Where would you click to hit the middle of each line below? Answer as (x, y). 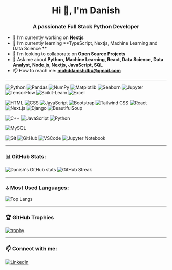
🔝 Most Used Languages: (37, 188)
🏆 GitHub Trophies (30, 217)
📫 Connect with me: (31, 249)
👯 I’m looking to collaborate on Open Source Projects (69, 54)
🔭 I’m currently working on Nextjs (48, 37)
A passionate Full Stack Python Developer (86, 27)
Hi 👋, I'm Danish (86, 11)
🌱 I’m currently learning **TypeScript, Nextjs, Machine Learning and (85, 43)
